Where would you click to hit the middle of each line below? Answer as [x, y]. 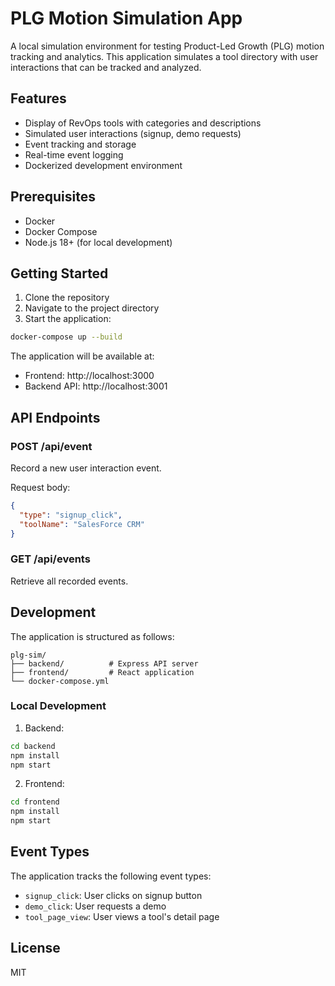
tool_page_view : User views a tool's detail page [122, 916]
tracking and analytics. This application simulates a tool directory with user [164, 56]
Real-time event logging [74, 154]
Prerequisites [53, 197]
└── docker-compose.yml [60, 681]
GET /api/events [50, 559]
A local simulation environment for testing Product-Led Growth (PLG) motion [167, 46]
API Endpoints [55, 417]
